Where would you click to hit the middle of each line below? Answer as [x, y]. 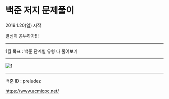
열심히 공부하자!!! [22, 36]
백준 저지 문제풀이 [40, 10]
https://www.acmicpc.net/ [32, 91]
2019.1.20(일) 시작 [23, 25]
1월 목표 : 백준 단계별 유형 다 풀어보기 [41, 51]
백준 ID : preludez [23, 81]
